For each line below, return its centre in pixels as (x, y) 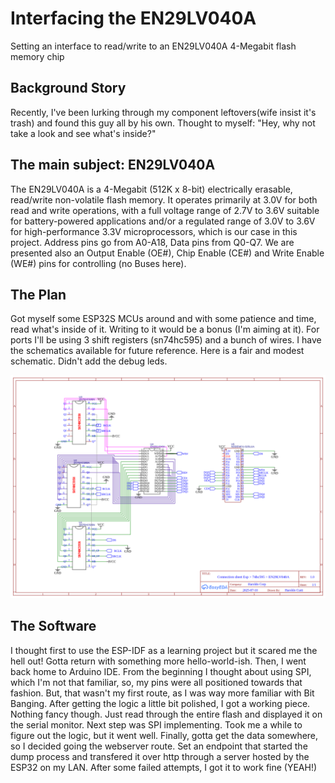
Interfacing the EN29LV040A (133, 18)
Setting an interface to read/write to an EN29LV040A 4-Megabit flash (153, 46)
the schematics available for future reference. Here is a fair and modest (157, 351)
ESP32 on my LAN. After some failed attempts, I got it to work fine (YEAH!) (164, 767)
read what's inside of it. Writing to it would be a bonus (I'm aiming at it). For (165, 329)
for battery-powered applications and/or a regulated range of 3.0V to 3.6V (163, 221)
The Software (53, 626)
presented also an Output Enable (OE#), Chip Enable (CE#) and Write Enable (167, 253)
